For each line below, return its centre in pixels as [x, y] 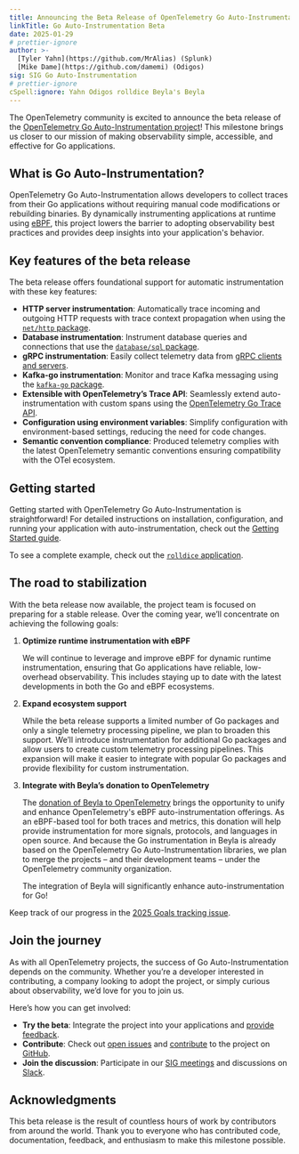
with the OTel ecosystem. [69, 460]
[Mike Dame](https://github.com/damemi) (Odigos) [111, 68]
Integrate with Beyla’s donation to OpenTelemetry [116, 785]
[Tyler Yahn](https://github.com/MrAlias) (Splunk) [115, 59]
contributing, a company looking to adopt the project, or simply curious [140, 980]
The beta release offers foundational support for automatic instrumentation [146, 282]
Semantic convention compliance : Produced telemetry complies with [150, 441]
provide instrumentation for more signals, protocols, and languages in [149, 831]
